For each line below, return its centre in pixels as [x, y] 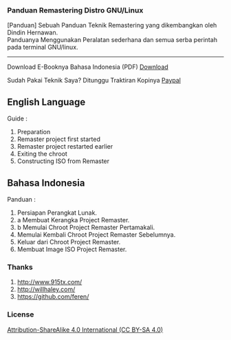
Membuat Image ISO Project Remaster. [72, 249]
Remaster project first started [59, 139]
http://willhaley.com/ [46, 289]
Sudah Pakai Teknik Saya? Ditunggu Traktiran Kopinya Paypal [94, 81]
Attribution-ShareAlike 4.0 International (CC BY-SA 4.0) [85, 330]
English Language [46, 102]
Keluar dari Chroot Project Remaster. [69, 242]
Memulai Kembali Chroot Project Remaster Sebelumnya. [96, 234]
